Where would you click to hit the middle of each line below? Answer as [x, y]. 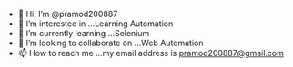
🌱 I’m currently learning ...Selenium [84, 33]
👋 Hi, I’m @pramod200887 [68, 14]
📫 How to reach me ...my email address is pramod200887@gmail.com [151, 53]
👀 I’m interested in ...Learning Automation [96, 24]
